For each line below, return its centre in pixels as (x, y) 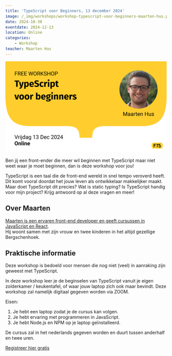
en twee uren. (20, 338)
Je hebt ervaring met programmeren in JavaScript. (66, 317)
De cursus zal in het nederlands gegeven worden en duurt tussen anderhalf (85, 333)
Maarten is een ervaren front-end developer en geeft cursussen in (75, 220)
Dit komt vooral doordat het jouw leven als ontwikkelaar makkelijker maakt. (84, 181)
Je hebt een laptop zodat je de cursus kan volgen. (66, 312)
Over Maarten (28, 208)
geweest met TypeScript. (32, 271)
